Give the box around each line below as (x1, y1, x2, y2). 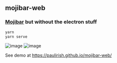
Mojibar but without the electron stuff (5, 19, 97, 25)
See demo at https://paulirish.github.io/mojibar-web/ (5, 52, 112, 58)
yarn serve (5, 34, 28, 39)
